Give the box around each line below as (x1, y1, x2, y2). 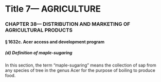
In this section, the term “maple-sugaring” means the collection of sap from (5, 62, 157, 68)
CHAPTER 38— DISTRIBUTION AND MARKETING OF (5, 21, 130, 28)
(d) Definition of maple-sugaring (5, 50, 72, 56)
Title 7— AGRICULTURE (5, 3, 101, 15)
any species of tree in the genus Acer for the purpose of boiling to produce (5, 67, 156, 73)
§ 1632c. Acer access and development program (5, 39, 105, 45)
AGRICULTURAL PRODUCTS (5, 27, 73, 33)
